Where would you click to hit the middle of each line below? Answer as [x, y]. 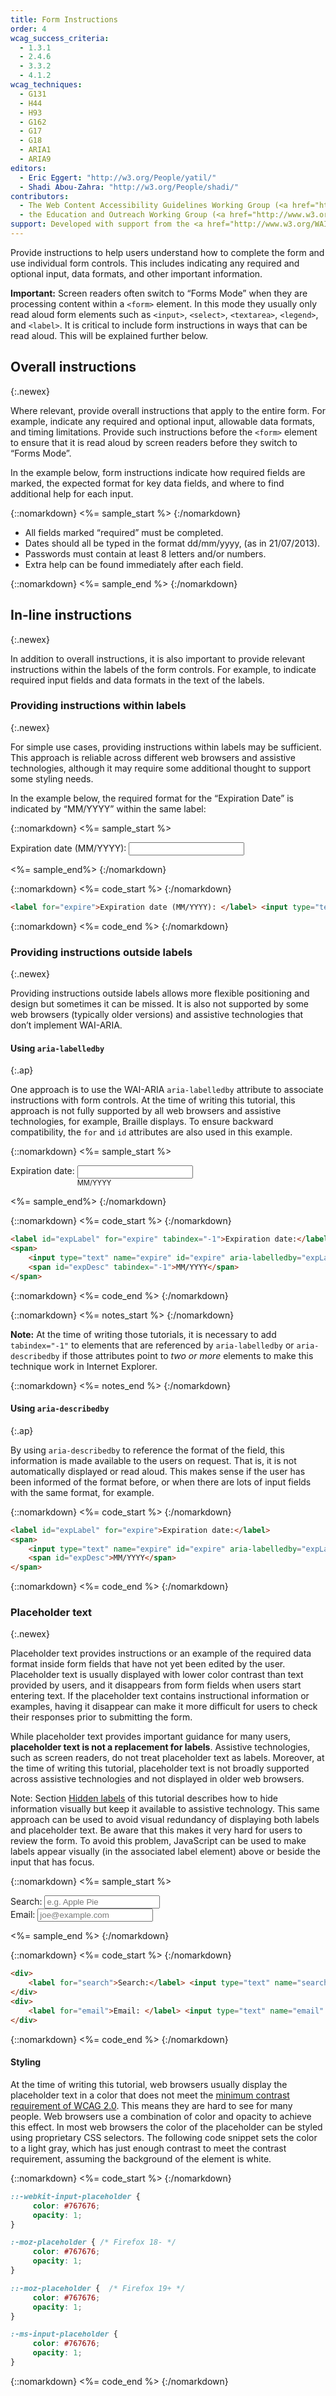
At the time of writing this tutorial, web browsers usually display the [149, 2084]
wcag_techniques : [46, 85]
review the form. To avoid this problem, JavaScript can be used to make [158, 1841]
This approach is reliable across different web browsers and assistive [153, 757]
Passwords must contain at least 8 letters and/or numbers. [145, 553]
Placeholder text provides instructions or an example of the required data [161, 1653]
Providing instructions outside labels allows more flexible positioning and [160, 993]
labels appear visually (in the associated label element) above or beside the [165, 1852]
